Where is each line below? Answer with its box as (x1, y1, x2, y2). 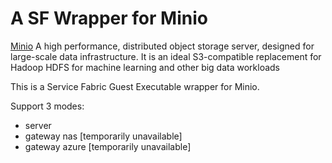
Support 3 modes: (10, 100, 85, 112)
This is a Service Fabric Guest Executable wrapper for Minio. (10, 80, 260, 92)
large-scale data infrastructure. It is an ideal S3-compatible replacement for (10, 50, 322, 62)
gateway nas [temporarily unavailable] (24, 130, 183, 142)
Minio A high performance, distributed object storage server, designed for (10, 40, 315, 52)
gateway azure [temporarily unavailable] (24, 140, 192, 152)
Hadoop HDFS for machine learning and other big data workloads (10, 61, 281, 73)
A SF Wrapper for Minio (10, 7, 208, 30)
